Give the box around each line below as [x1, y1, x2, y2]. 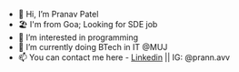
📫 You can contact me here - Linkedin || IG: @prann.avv [17, 52, 230, 63]
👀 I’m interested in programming [17, 32, 139, 43]
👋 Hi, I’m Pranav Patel [17, 9, 99, 19]
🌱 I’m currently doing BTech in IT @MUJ [17, 42, 168, 52]
